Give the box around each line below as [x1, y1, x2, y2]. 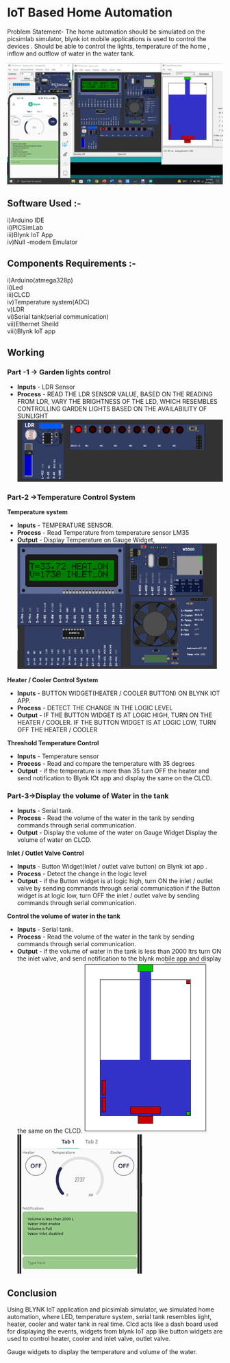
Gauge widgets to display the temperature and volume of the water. [7, 1348, 197, 1356]
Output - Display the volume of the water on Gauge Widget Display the [16, 828, 218, 837]
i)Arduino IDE [7, 216, 44, 224]
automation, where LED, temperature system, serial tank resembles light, [7, 1313, 212, 1321]
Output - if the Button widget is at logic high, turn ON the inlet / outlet [16, 877, 214, 885]
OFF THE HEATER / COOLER [16, 725, 98, 734]
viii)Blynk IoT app [7, 327, 56, 335]
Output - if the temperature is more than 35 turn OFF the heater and [16, 767, 209, 775]
